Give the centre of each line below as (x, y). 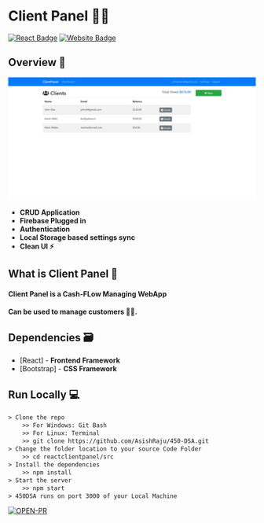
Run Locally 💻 (44, 394)
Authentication (45, 229)
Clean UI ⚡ (37, 246)
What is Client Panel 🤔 (63, 274)
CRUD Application (49, 212)
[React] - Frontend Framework (70, 360)
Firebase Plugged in (53, 220)
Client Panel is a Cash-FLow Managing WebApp (88, 293)
